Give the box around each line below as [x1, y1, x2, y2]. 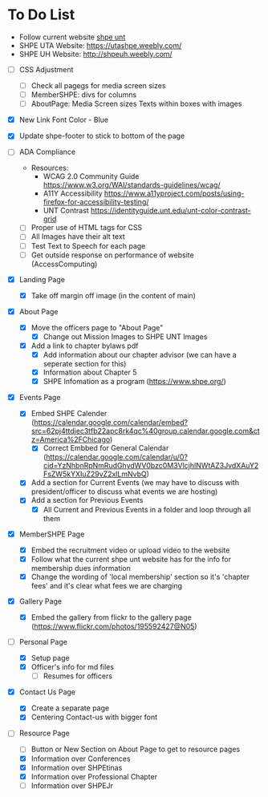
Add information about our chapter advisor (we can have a [43, 350, 238, 359]
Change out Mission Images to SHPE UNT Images [43, 331, 208, 342]
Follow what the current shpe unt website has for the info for [30, 554, 232, 564]
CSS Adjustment [18, 64, 74, 74]
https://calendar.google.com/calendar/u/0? [46, 452, 188, 462]
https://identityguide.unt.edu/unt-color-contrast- [90, 206, 252, 216]
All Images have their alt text [30, 232, 125, 241]
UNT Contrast [43, 206, 89, 216]
